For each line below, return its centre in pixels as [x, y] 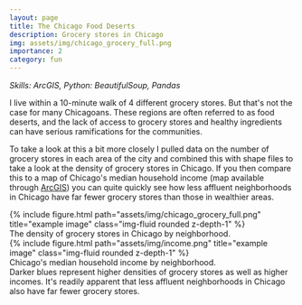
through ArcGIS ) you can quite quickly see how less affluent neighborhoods [151, 187]
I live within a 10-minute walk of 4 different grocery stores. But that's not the [151, 103]
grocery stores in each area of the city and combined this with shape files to [151, 158]
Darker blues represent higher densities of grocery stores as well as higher [149, 272]
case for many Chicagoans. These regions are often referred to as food [142, 112]
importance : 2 [36, 51]
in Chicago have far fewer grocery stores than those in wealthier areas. [142, 197]
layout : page [34, 18]
